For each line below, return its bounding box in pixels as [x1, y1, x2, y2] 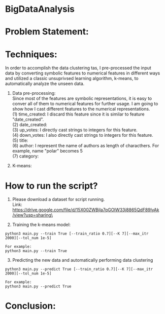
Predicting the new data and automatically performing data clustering [12, 257, 153, 263]
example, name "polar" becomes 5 [12, 148, 83, 154]
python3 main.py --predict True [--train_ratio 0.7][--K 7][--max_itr [5, 267, 153, 272]
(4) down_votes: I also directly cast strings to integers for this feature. [12, 132, 154, 138]
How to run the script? [5, 180, 98, 191]
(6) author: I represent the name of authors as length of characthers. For [12, 143, 159, 149]
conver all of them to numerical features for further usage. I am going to [12, 101, 159, 107]
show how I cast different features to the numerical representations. [12, 106, 150, 112]
